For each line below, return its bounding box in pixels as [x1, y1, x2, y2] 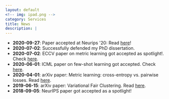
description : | [5, 26, 37, 31]
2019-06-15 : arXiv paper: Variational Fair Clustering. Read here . [12, 82, 146, 88]
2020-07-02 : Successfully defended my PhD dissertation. [12, 45, 135, 51]
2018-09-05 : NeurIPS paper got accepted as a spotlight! [12, 88, 132, 94]
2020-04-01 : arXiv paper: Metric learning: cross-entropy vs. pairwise [12, 72, 159, 78]
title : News [5, 21, 30, 27]
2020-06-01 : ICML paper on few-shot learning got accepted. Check [12, 61, 156, 67]
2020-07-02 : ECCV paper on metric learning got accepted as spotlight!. [12, 51, 164, 57]
